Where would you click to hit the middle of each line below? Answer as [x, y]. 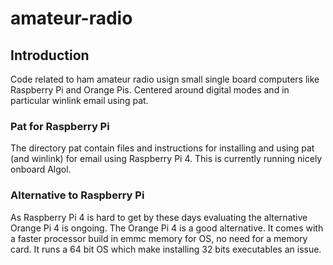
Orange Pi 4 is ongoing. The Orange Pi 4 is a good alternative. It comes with [167, 228]
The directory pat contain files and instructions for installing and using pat [162, 148]
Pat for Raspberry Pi [60, 126]
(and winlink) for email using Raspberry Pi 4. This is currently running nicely [166, 159]
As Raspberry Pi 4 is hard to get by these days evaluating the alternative [159, 217]
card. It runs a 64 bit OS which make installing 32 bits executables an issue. [166, 249]
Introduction [50, 55]
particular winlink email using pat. [79, 100]
